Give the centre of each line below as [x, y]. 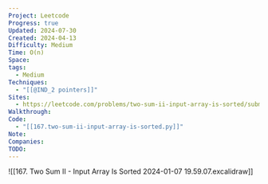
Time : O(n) [26, 53]
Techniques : [28, 82]
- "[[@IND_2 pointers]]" [57, 90]
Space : [19, 61]
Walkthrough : [30, 112]
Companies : [26, 141]
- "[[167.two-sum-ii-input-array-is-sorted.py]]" [99, 127]
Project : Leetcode [39, 16]
